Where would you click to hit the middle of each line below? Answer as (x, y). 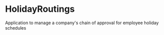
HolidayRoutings (40, 9)
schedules (16, 28)
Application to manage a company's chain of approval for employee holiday (82, 23)
